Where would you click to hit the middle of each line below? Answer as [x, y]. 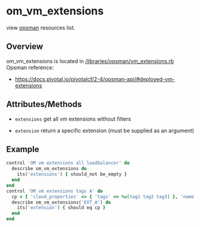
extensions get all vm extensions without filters [73, 119]
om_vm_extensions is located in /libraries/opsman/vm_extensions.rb [90, 61]
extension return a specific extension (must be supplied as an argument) [104, 130]
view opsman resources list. [41, 28]
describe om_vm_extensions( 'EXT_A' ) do [61, 202]
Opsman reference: [30, 67]
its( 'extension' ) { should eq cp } [61, 208]
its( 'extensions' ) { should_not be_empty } [72, 174]
